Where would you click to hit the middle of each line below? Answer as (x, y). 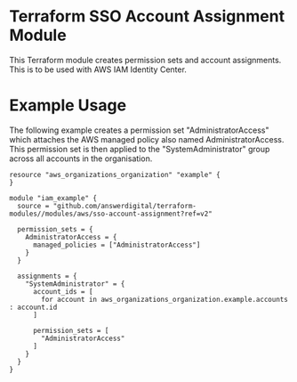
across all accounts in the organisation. (81, 158)
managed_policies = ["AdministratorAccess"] (116, 245)
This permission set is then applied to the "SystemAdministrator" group (140, 149)
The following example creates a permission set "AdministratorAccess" (139, 130)
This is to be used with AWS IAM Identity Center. (98, 69)
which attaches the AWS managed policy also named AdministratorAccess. (147, 139)
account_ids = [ (63, 291)
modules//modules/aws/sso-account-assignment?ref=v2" (111, 214)
